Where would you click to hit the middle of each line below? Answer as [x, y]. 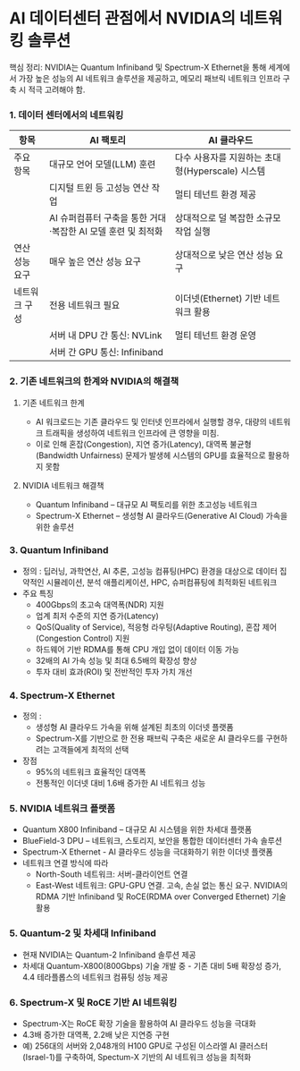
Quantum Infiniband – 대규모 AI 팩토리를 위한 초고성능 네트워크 [146, 504]
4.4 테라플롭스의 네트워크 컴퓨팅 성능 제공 [95, 977]
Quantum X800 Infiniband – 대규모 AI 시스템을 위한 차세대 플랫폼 [137, 829]
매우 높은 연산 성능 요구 [95, 262]
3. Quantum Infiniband [59, 550]
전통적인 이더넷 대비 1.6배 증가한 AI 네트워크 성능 [121, 783]
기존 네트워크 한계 [53, 403]
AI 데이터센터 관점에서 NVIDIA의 [123, 18]
